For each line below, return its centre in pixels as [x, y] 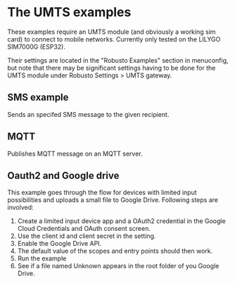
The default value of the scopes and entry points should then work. [115, 251]
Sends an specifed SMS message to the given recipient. [88, 114]
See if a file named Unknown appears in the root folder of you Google [118, 266]
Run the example [42, 258]
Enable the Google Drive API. [59, 244]
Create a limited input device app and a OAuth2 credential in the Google [122, 221]
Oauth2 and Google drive [63, 176]
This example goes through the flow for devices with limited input [102, 193]
